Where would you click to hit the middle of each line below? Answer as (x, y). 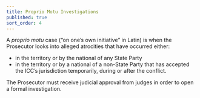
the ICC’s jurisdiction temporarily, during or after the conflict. (91, 71)
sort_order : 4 (24, 23)
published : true (27, 17)
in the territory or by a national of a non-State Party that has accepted (102, 64)
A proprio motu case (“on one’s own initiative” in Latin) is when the (89, 40)
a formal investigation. (34, 89)
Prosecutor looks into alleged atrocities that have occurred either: (88, 46)
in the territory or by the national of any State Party (78, 58)
